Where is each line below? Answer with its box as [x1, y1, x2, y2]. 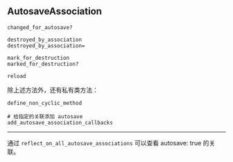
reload [7, 72, 26, 79]
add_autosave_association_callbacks [7, 119, 113, 126]
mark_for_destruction [7, 54, 70, 61]
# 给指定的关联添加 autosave [7, 113, 83, 120]
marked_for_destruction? [7, 60, 79, 67]
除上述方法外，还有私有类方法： [7, 86, 98, 94]
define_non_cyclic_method [7, 99, 82, 106]
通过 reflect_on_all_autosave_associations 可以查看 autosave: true [7, 138, 202, 147]
